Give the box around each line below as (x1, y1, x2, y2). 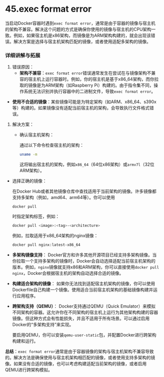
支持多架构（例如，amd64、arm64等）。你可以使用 (12, 195, 115, 200)
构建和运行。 (12, 338, 38, 344)
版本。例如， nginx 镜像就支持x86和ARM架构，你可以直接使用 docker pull (12, 264, 159, 270)
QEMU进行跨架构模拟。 (5, 367, 53, 373)
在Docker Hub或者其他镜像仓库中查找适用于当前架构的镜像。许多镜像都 (12, 188, 157, 194)
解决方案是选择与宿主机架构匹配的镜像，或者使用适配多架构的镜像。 (13, 38, 151, 44)
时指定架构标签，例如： (12, 214, 60, 220)
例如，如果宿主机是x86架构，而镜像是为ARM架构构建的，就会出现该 (13, 32, 151, 38)
